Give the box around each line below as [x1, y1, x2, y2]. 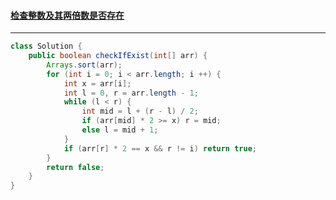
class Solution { [10, 41, 83, 52]
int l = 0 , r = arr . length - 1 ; [63, 88, 199, 98]
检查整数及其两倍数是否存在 [10, 9, 125, 21]
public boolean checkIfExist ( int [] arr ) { [28, 51, 208, 61]
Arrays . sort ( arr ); [46, 60, 123, 70]
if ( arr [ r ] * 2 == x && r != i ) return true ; [63, 143, 257, 154]
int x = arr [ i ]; [63, 78, 132, 89]
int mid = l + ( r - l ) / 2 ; [81, 106, 199, 117]
